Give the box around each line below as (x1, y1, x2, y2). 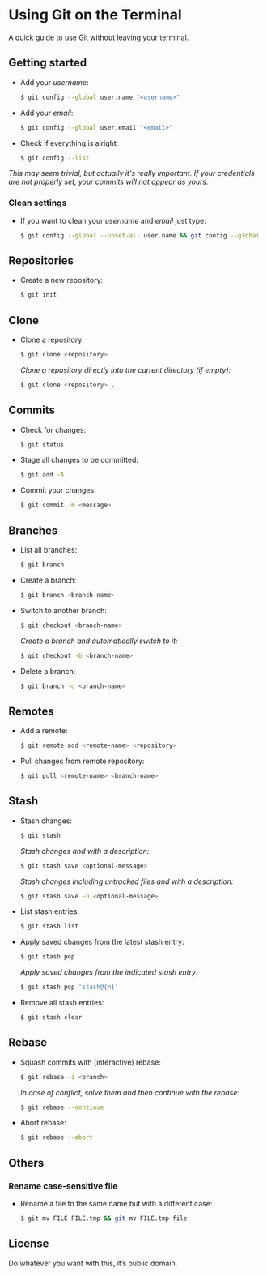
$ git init (19, 291, 57, 299)
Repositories (8, 254, 74, 267)
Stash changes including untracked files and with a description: (19, 877, 234, 886)
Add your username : (19, 77, 89, 87)
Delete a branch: (19, 666, 76, 676)
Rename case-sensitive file (8, 1180, 118, 1192)
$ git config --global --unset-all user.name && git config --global (19, 231, 261, 240)
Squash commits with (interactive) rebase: (19, 1057, 162, 1067)
